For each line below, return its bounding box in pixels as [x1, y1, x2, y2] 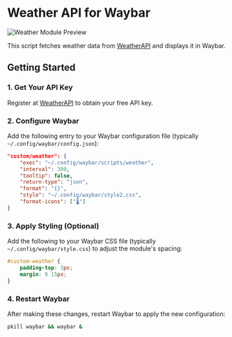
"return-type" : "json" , [20, 179, 89, 186]
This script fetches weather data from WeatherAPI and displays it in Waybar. [7, 41, 226, 50]
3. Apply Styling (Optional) [7, 221, 100, 231]
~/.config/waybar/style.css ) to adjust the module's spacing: [7, 244, 183, 253]
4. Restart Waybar [7, 294, 70, 304]
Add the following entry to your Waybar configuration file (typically [7, 131, 199, 140]
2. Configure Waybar [7, 116, 79, 126]
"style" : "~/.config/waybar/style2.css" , [20, 192, 141, 199]
